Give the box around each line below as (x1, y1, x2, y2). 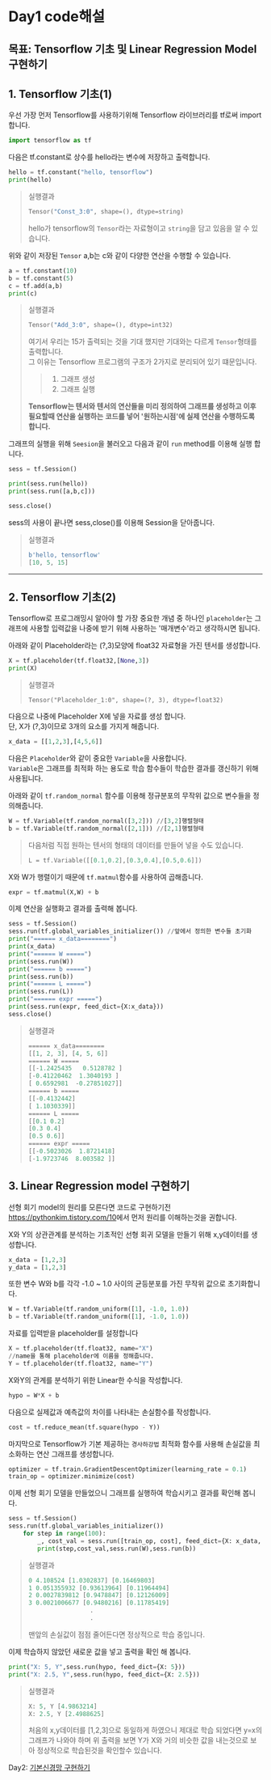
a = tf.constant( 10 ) (8, 266, 78, 275)
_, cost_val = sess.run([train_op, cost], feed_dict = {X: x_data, (37, 1536, 262, 1545)
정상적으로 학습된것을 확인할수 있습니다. (36, 1745, 163, 1756)
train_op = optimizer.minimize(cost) (8, 1473, 135, 1481)
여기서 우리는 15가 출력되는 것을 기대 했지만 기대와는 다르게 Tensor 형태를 (27, 337, 257, 346)
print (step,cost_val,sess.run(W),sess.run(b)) (37, 1545, 197, 1553)
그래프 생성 (60, 374, 95, 384)
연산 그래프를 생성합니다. (35, 1449, 115, 1459)
